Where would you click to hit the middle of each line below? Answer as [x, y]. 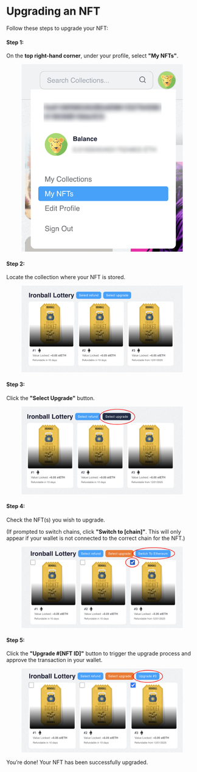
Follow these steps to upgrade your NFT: [57, 28]
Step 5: [16, 640]
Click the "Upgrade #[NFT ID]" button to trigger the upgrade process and [99, 654]
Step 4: [16, 506]
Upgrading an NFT [53, 11]
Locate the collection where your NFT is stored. [66, 277]
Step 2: [16, 263]
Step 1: [15, 42]
